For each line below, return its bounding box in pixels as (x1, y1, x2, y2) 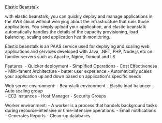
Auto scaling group (5, 88, 43, 93)
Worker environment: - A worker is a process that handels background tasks (5, 103, 157, 108)
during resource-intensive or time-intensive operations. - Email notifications (5, 108, 156, 113)
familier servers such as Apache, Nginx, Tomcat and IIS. (5, 54, 117, 60)
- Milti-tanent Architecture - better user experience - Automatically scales (5, 68, 152, 74)
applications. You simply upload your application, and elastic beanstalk (5, 24, 147, 30)
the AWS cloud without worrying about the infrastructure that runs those (5, 19, 149, 24)
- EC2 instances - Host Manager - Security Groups (5, 93, 106, 99)
